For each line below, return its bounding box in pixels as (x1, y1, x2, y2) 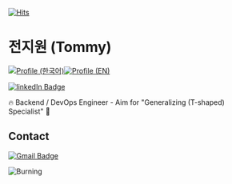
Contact (8, 130, 50, 143)
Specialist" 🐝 (8, 106, 50, 116)
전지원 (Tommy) (8, 38, 112, 56)
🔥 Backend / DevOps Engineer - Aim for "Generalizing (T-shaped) (8, 97, 226, 107)
